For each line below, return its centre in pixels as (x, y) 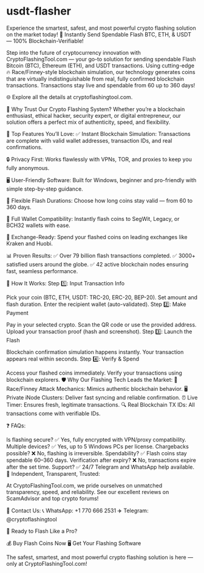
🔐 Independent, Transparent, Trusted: (53, 473)
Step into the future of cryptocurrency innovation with (73, 52)
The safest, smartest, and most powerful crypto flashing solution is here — (100, 557)
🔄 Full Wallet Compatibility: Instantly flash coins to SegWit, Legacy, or (93, 219)
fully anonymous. (28, 168)
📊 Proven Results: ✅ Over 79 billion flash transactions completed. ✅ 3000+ (101, 256)
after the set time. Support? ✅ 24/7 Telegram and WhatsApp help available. (100, 467)
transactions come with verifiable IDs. (53, 413)
